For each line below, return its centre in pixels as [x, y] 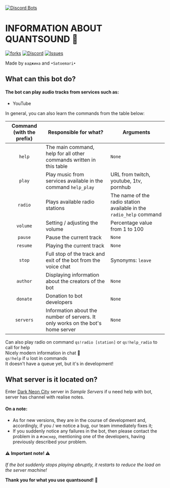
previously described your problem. [50, 442]
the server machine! [26, 470]
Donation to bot [64, 296]
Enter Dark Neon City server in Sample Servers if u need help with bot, [79, 392]
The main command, [70, 147]
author [24, 281]
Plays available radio [70, 202]
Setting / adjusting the [72, 223]
